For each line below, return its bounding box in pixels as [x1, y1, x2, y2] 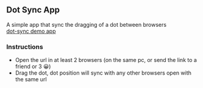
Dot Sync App [6, 5, 60, 15]
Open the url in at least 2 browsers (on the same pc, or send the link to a [15, 56, 197, 64]
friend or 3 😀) [15, 63, 51, 70]
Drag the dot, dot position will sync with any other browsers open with [15, 69, 192, 76]
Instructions [6, 42, 44, 51]
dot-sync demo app [6, 27, 56, 35]
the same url [15, 76, 47, 83]
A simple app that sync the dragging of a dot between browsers [6, 21, 166, 28]
